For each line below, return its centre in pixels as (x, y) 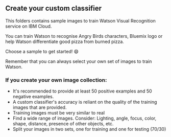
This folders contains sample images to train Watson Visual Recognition (80, 20)
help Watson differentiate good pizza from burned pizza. (65, 41)
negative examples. (33, 97)
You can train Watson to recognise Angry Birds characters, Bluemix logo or (84, 36)
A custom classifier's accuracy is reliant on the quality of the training (85, 102)
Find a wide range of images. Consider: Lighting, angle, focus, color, (84, 118)
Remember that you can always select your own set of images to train (79, 61)
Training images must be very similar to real (59, 113)
